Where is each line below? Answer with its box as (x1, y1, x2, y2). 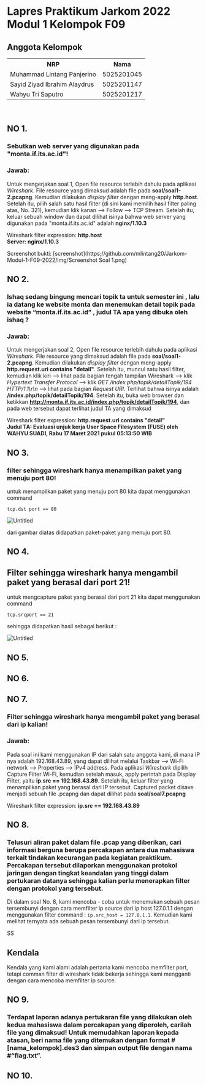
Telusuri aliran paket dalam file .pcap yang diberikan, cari (7, 838, 181, 846)
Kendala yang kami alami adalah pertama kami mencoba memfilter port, (7, 964, 189, 971)
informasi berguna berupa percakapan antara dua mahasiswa (7, 845, 195, 854)
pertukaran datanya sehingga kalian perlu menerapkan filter (7, 876, 191, 885)
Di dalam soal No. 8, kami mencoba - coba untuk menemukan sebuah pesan (7, 898, 200, 905)
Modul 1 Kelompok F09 (7, 17, 126, 31)
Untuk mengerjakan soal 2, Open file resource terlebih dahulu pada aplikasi (7, 346, 197, 353)
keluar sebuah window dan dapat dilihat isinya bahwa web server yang (7, 213, 186, 220)
